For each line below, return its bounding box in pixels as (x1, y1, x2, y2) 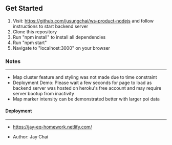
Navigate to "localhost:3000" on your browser (12, 45, 111, 51)
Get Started (5, 4, 43, 13)
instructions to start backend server (12, 23, 89, 29)
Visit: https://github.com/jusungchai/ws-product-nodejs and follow (12, 17, 154, 24)
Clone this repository (12, 28, 57, 35)
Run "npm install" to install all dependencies (12, 34, 106, 40)
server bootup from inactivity (12, 91, 74, 97)
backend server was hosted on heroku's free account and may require (12, 85, 162, 91)
